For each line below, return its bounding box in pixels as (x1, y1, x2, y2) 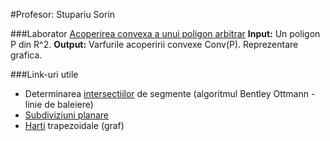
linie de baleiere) (24, 99, 94, 110)
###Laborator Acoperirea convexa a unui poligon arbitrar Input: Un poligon (10, 28, 321, 39)
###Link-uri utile (10, 69, 79, 80)
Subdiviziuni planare (24, 109, 110, 121)
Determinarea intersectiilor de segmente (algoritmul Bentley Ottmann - (24, 88, 316, 99)
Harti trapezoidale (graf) (24, 120, 125, 131)
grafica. (10, 49, 43, 61)
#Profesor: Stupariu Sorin (10, 9, 116, 20)
